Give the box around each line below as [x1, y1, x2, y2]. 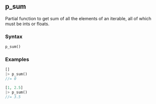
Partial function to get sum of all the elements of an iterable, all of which [5, 15, 152, 21]
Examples [5, 56, 30, 63]
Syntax [5, 33, 23, 40]
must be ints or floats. [5, 21, 49, 27]
